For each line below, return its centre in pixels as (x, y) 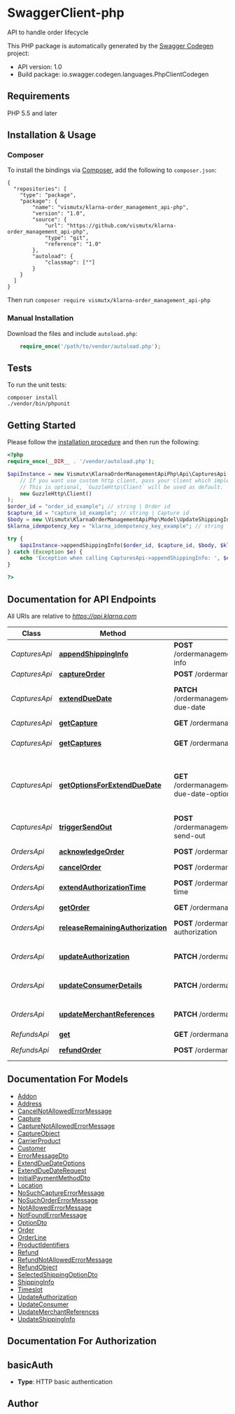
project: (19, 53)
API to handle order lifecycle (48, 32)
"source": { (50, 220)
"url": (54, 226)
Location (30, 1185)
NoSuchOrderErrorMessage (58, 1200)
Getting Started (42, 425)
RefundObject (37, 1267)
